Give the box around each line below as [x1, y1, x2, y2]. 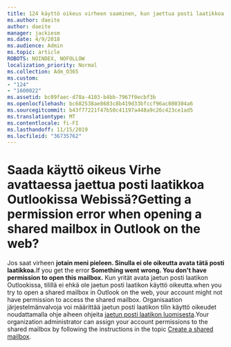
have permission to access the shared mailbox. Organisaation [7, 296, 183, 304]
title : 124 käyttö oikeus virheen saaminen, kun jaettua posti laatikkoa [7, 10, 225, 17]
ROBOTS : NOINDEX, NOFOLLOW [7, 55, 85, 62]
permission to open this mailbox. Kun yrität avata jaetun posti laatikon [7, 274, 209, 282]
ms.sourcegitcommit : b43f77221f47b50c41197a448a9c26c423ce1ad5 [7, 107, 194, 114]
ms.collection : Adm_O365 [7, 68, 79, 75]
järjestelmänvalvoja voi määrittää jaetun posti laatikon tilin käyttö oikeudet [7, 303, 216, 312]
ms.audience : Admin [7, 42, 64, 49]
